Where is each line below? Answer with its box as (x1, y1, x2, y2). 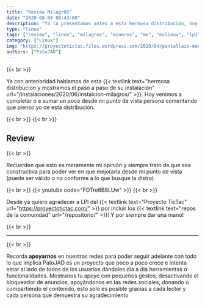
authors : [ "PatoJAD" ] (6, 49, 62, 55)
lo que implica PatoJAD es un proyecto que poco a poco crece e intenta (6, 258, 187, 266)
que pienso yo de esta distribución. (6, 104, 95, 111)
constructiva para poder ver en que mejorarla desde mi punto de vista (6, 168, 182, 175)
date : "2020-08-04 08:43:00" (6, 15, 81, 21)
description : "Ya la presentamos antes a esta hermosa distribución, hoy (6, 20, 198, 26)
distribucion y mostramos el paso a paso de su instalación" (6, 84, 155, 91)
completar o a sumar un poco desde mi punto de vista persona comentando (6, 97, 198, 104)
